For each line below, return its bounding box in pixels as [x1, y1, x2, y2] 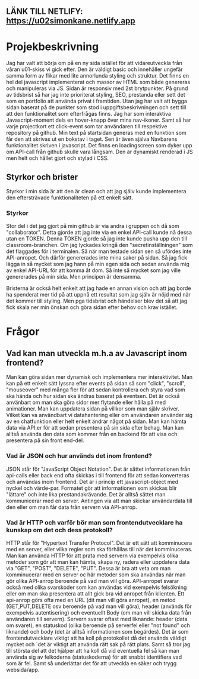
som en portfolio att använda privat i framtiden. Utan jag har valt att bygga [6, 97, 187, 105]
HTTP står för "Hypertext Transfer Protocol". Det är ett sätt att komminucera [6, 539, 192, 547]
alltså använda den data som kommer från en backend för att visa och [6, 431, 178, 438]
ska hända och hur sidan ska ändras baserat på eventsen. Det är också [6, 393, 180, 400]
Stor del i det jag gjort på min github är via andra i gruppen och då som [6, 223, 179, 230]
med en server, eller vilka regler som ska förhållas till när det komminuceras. [6, 546, 193, 553]
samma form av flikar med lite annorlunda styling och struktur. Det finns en [6, 72, 189, 79]
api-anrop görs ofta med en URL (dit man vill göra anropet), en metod [6, 597, 176, 604]
